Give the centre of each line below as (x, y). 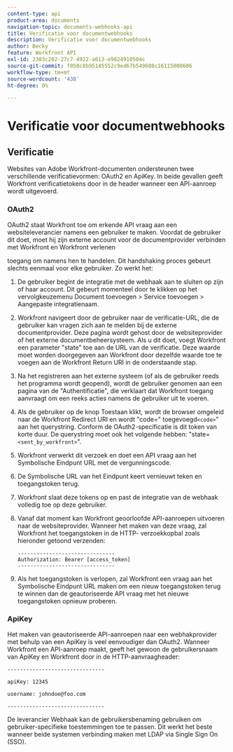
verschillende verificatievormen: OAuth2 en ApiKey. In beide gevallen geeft (115, 177)
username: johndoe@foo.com (47, 694)
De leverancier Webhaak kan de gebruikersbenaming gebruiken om (104, 719)
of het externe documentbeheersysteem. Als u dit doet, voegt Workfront (121, 340)
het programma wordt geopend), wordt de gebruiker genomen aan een (120, 383)
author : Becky (28, 46)
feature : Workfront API (42, 53)
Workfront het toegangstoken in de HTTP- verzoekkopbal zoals (109, 533)
